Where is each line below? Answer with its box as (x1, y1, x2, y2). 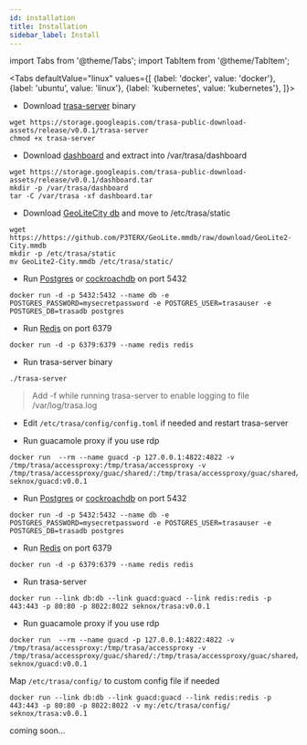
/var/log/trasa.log (31, 400, 98, 411)
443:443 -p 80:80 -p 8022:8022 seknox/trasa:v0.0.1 (9, 602, 210, 612)
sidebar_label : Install (9, 30, 101, 39)
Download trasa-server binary (22, 100, 136, 111)
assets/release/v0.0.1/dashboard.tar (9, 175, 153, 185)
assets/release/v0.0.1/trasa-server (9, 126, 149, 135)
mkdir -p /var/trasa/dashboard (9, 184, 129, 193)
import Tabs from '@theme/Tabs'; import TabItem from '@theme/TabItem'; (9, 56, 291, 67)
